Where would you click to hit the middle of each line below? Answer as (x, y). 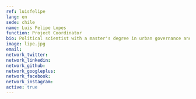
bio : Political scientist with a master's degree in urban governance (94, 38)
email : (14, 49)
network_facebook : (28, 76)
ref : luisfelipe (26, 11)
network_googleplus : (31, 71)
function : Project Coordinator (44, 33)
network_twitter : (27, 55)
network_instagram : (30, 82)
